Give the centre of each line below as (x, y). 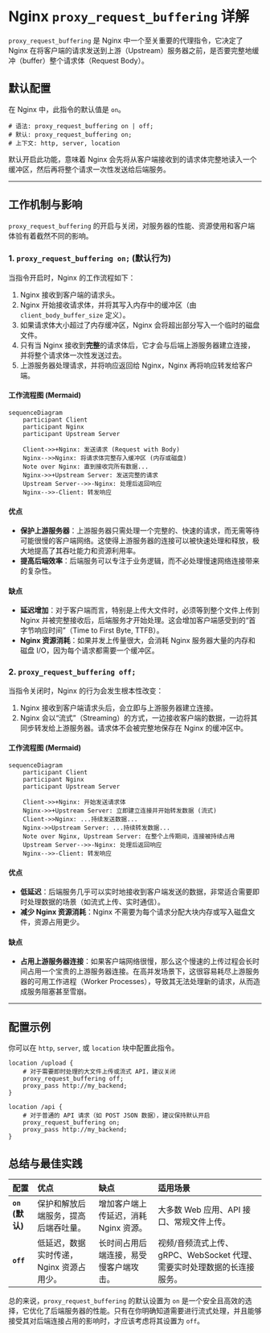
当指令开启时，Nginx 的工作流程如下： (72, 277)
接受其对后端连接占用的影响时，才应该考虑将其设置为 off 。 (106, 1321)
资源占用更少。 (59, 922)
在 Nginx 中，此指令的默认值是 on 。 (67, 109)
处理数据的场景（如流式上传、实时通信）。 (96, 902)
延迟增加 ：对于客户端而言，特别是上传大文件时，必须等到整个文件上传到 (139, 610)
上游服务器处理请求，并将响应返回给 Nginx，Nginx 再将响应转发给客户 (136, 365)
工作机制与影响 (45, 205)
